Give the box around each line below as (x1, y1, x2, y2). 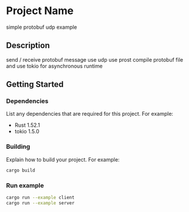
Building (6, 143, 31, 151)
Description (6, 41, 50, 51)
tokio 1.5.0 (14, 128, 40, 135)
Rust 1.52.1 (14, 122, 40, 129)
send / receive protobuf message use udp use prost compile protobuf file (6, 56, 184, 63)
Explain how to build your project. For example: (6, 156, 120, 163)
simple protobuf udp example (6, 23, 77, 31)
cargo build (6, 167, 35, 173)
